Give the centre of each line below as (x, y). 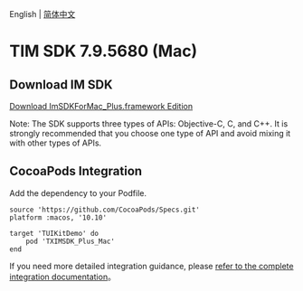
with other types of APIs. (56, 143)
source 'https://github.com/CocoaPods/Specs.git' (105, 210)
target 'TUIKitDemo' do (54, 233)
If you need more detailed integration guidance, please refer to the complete (151, 266)
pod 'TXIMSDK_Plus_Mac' (71, 241)
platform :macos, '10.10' (58, 217)
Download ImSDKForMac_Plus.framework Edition (101, 106)
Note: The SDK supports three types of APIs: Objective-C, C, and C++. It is (149, 124)
